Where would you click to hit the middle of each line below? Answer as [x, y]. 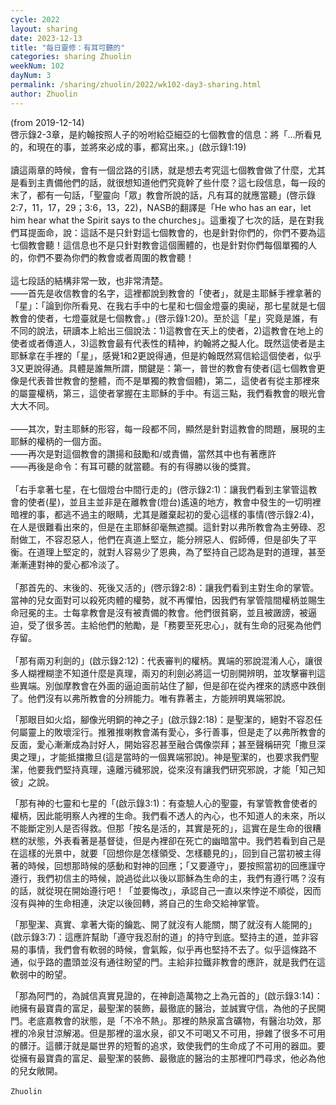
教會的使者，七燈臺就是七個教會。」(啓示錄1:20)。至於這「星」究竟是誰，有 [164, 318]
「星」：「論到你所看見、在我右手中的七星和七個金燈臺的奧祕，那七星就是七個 [168, 305]
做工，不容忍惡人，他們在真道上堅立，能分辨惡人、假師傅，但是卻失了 [163, 539]
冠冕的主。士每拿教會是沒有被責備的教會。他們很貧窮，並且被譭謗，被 [163, 612]
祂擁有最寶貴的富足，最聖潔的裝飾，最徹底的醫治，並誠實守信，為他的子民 [163, 1008]
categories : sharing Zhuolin [71, 57]
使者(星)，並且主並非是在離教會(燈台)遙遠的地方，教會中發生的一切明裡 [174, 502]
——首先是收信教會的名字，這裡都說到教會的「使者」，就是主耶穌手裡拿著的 [166, 293]
